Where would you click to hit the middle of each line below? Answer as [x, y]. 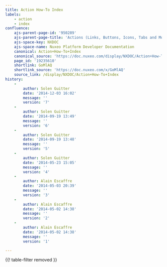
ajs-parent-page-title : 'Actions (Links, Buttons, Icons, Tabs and [85, 38]
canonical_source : [33, 56]
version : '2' [37, 218]
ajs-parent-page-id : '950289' [45, 33]
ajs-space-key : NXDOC [36, 42]
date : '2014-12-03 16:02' [50, 93]
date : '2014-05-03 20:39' [50, 186]
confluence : [17, 28]
